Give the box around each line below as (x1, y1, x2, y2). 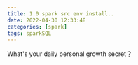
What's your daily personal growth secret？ (7, 50, 133, 58)
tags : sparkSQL (7, 29, 52, 37)
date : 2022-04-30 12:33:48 (7, 17, 86, 24)
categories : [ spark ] (7, 23, 68, 30)
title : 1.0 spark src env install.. (7, 10, 114, 17)
